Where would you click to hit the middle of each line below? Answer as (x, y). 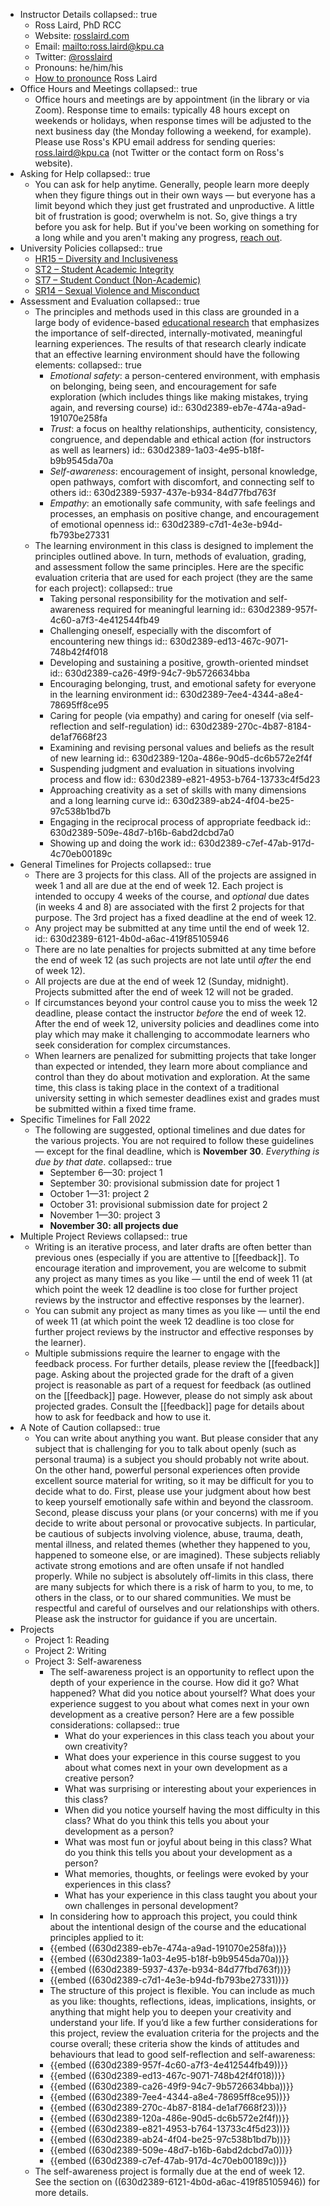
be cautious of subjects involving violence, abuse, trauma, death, (169, 1533)
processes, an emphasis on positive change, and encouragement (184, 513)
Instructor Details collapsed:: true (88, 14)
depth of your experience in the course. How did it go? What (174, 1682)
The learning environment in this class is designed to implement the (174, 545)
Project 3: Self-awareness (88, 1661)
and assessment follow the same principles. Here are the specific (169, 567)
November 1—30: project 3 (105, 1215)
